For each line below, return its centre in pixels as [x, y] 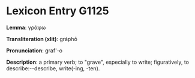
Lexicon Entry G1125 [58, 11]
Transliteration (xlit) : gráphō [42, 39]
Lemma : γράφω [26, 27]
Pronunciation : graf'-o [34, 50]
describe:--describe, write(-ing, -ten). [53, 68]
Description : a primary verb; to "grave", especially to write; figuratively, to [97, 62]
